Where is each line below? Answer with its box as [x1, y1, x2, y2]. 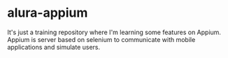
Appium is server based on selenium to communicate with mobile [7, 35, 196, 43]
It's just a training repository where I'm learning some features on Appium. [7, 28, 222, 36]
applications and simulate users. [7, 43, 101, 51]
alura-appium [7, 5, 88, 21]
